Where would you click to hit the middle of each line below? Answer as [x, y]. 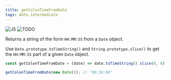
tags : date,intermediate [32, 15]
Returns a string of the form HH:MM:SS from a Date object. [64, 39]
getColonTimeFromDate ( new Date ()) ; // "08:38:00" [59, 72]
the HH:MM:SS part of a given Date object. [47, 54]
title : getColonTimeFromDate [36, 10]
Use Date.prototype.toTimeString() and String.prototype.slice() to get [82, 49]
